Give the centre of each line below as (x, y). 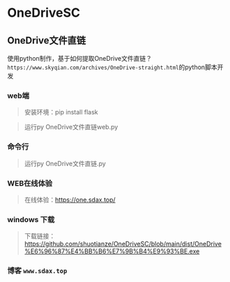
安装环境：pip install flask (61, 112)
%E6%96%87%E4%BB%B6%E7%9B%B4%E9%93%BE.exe (112, 251)
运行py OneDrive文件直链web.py (71, 127)
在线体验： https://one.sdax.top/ (70, 200)
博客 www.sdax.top (37, 271)
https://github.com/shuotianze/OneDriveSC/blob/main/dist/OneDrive (123, 244)
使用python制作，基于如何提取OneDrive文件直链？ (79, 58)
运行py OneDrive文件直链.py (65, 163)
